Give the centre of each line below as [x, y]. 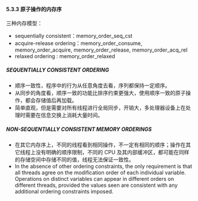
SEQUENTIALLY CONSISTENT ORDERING [58, 70]
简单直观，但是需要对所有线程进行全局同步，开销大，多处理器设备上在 [100, 108]
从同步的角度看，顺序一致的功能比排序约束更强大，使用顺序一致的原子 [100, 93]
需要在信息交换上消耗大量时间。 [64, 115]
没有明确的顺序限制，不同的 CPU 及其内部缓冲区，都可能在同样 [112, 152]
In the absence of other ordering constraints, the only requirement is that [103, 167]
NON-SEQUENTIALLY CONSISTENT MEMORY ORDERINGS [79, 129]
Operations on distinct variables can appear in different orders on [94, 179]
